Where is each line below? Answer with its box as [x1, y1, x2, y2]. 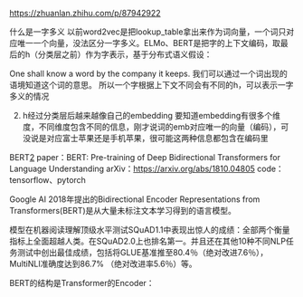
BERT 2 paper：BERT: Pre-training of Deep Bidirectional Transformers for [9, 152, 281, 162]
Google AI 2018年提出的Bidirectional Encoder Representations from [9, 194, 260, 205]
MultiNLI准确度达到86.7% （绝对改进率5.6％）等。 [9, 258, 197, 269]
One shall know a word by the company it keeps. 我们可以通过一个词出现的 [9, 68, 288, 79]
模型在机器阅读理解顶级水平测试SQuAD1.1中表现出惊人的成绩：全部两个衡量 [9, 225, 290, 235]
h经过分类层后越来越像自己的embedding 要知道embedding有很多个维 [22, 110, 281, 120]
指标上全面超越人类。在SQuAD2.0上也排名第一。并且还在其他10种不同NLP [9, 235, 287, 246]
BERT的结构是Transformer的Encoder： [9, 278, 156, 288]
